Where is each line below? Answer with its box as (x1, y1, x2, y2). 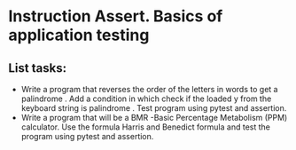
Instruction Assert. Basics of (8, 6, 223, 27)
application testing (8, 25, 150, 45)
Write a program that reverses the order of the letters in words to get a (20, 84, 278, 94)
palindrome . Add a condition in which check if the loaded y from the (20, 93, 272, 104)
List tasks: (8, 60, 67, 75)
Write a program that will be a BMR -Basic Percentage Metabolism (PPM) (20, 113, 288, 122)
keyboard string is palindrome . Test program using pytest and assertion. (20, 103, 287, 113)
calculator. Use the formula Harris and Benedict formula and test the (20, 122, 271, 132)
